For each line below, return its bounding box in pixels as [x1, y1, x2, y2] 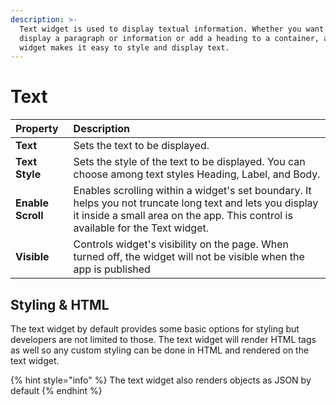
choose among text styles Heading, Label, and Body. [73, 167, 321, 181]
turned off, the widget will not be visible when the [73, 250, 305, 264]
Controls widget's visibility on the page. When [73, 237, 289, 251]
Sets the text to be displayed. [73, 139, 210, 153]
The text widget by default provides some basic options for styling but [10, 323, 300, 335]
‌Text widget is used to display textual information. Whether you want [19, 24, 325, 34]
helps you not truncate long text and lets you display [73, 196, 319, 210]
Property [15, 122, 59, 136]
